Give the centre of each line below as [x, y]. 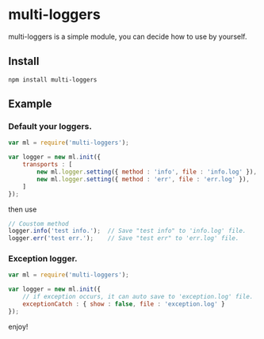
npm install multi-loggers [53, 80]
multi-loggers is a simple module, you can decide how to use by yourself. [128, 36]
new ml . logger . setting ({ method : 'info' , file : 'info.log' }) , [147, 172]
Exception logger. [43, 259]
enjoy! [18, 326]
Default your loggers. [50, 127]
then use [23, 209]
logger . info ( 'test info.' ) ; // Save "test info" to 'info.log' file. [127, 231]
